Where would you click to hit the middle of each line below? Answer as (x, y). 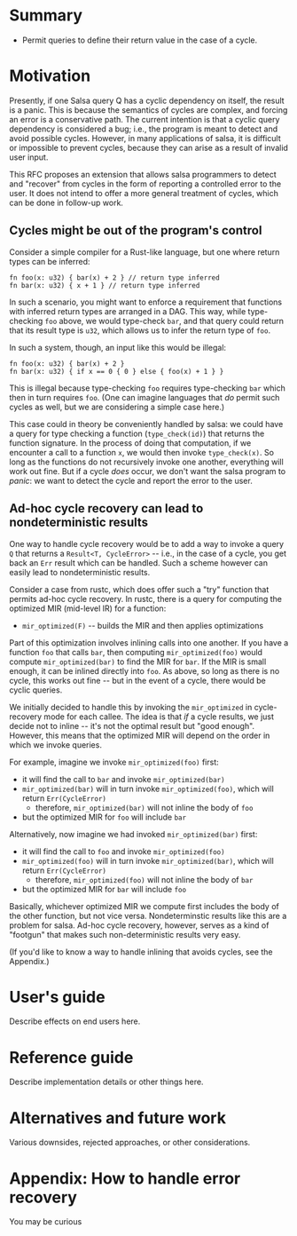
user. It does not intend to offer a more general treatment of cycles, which (144, 193)
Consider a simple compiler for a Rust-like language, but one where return (145, 252)
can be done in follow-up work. (66, 202)
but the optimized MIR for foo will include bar (104, 817)
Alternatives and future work (117, 1117)
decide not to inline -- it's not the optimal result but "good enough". (132, 725)
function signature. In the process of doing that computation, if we (130, 443)
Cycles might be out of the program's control (136, 230)
